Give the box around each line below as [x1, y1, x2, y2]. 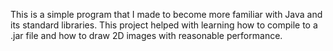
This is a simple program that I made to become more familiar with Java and [10, 9, 323, 20]
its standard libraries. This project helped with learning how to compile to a [10, 19, 318, 31]
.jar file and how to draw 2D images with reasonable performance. [10, 30, 283, 41]
